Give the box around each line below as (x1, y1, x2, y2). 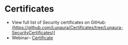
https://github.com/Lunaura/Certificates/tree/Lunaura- (13, 24, 123, 30)
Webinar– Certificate (11, 35, 53, 41)
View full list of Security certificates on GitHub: (11, 19, 106, 25)
